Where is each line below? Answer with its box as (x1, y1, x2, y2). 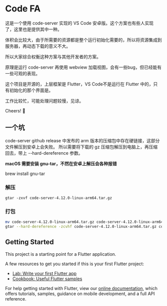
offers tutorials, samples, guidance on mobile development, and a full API (5, 291, 155, 297)
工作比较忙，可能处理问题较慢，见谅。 (5, 98, 83, 103)
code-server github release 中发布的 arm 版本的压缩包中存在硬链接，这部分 (5, 137, 160, 143)
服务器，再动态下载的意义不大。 (5, 43, 71, 49)
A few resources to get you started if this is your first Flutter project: (5, 261, 144, 267)
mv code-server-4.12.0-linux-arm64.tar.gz (5, 219, 94, 224)
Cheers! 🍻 (5, 107, 26, 113)
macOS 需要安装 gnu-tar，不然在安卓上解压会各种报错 (5, 160, 117, 167)
